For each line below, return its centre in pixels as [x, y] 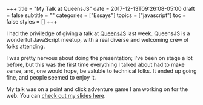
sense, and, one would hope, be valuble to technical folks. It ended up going [101, 71]
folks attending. [26, 46]
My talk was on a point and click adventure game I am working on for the [97, 89]
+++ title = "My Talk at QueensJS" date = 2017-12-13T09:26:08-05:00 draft [101, 9]
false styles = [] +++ [32, 22]
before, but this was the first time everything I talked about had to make [95, 64]
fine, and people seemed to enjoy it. [51, 77]
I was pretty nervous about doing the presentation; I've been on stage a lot [99, 58]
